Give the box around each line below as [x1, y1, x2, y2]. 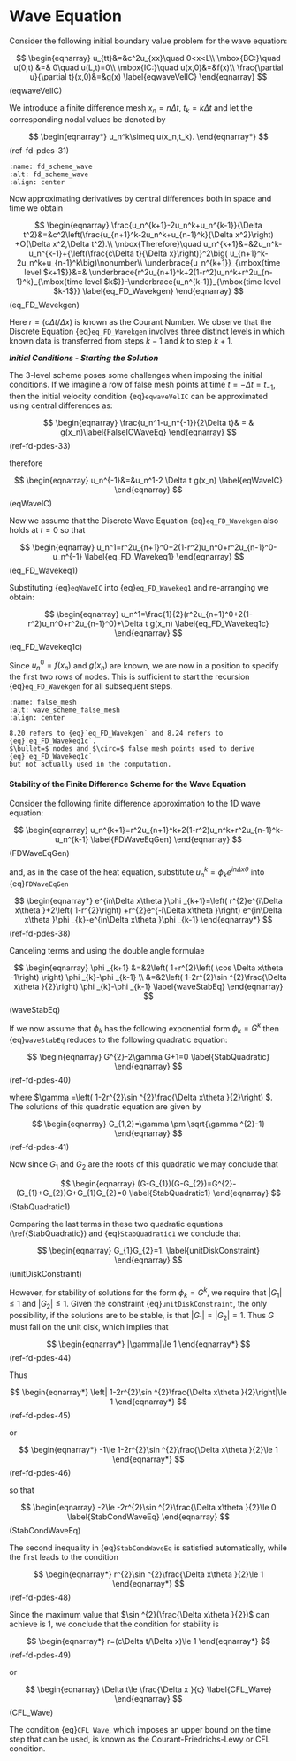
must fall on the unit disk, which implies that [9, 1321, 170, 1332]
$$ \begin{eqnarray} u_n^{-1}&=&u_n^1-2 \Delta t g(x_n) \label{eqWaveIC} [13, 475, 284, 485]
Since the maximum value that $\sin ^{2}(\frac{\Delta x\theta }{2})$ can [9, 1609, 269, 1619]
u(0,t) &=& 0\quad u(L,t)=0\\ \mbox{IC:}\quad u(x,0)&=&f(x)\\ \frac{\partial [13, 62, 284, 73]
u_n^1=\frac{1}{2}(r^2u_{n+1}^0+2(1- [120, 608, 254, 619]
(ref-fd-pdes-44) [9, 1352, 72, 1363]
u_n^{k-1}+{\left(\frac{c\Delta [28, 248, 134, 259]
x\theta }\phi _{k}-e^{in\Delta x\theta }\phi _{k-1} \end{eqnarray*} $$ [24, 914, 273, 924]
